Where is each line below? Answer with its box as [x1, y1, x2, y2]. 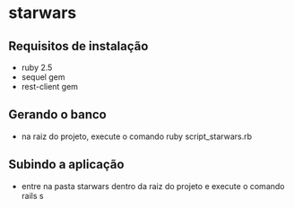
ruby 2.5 [21, 62, 53, 73]
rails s [21, 190, 44, 201]
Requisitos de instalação [8, 39, 149, 54]
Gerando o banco [8, 107, 107, 123]
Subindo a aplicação [8, 157, 125, 172]
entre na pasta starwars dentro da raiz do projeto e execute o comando [21, 180, 285, 191]
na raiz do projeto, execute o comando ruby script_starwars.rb [21, 131, 253, 142]
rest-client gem [21, 82, 78, 91]
